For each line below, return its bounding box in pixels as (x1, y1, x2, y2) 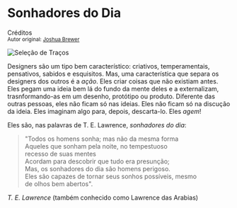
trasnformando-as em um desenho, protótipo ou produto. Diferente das (7, 92, 216, 100)
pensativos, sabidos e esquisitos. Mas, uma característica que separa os (7, 69, 219, 78)
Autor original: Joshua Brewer (7, 35, 80, 43)
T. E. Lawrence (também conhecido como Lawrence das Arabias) (7, 193, 199, 202)
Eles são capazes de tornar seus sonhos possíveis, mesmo (24, 172, 197, 180)
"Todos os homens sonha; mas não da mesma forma (24, 134, 179, 143)
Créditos (7, 28, 33, 37)
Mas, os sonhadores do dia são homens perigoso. (24, 164, 171, 173)
